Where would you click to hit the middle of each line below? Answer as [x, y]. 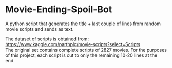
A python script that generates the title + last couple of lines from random [83, 24]
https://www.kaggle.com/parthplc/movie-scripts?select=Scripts [73, 44]
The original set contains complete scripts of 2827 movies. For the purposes [86, 50]
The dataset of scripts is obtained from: [47, 39]
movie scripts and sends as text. [40, 29]
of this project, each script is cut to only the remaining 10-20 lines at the [81, 55]
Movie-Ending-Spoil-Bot [59, 9]
